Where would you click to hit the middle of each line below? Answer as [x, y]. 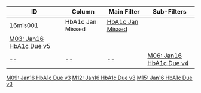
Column [83, 12]
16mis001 [24, 25]
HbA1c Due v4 [168, 63]
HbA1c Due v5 [30, 46]
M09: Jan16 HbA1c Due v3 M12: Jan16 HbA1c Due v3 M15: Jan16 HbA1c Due [99, 78]
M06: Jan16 [165, 56]
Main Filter [124, 12]
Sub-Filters [169, 12]
